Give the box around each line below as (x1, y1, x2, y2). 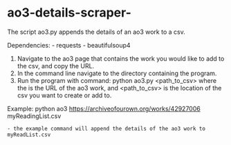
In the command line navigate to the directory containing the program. (17, 69, 217, 77)
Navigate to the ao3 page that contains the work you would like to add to (17, 54, 225, 63)
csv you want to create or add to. (17, 91, 112, 99)
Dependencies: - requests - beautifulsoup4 (7, 41, 131, 49)
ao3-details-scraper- (7, 5, 131, 21)
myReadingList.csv (7, 112, 62, 120)
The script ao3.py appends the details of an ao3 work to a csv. (7, 28, 185, 36)
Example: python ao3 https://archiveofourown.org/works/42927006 (7, 104, 201, 113)
